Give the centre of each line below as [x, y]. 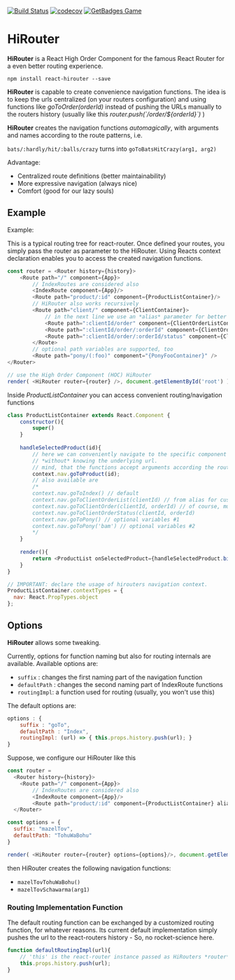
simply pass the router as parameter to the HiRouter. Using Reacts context [114, 251]
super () [43, 428]
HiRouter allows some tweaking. [54, 642]
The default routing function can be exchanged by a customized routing [111, 923]
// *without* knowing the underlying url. [95, 461]
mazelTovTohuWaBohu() [49, 882]
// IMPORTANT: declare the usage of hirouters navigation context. [108, 584]
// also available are [65, 480]
